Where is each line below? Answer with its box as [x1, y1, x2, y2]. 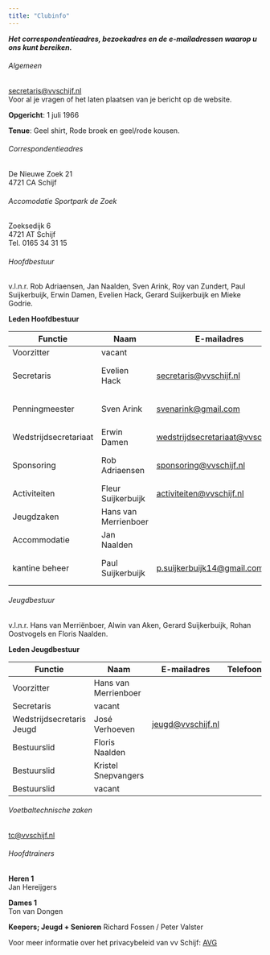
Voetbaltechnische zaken [8, 805, 92, 815]
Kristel [93, 759, 118, 770]
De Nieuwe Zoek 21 [8, 169, 73, 179]
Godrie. [8, 299, 34, 309]
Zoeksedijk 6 [8, 221, 51, 230]
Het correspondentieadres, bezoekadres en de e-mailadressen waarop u [8, 34, 257, 44]
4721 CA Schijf [8, 178, 57, 188]
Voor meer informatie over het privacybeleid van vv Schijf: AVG [8, 938, 218, 948]
